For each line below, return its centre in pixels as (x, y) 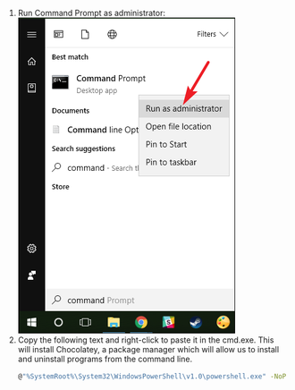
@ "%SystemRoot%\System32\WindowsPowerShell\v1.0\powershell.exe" (142, 377)
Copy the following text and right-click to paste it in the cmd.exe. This (146, 340)
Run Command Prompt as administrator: (91, 13)
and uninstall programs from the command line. (105, 359)
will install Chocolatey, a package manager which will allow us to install (148, 349)
